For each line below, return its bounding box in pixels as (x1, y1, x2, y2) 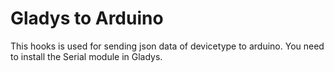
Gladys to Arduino (10, 7, 164, 30)
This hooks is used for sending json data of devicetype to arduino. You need (10, 40, 325, 52)
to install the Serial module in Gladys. (10, 50, 163, 62)
